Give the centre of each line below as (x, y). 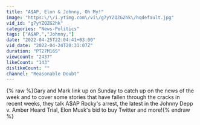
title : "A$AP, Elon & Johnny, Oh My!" (55, 12)
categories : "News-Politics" (43, 29)
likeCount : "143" (28, 62)
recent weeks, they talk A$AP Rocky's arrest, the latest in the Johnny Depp (100, 104)
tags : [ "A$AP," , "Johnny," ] (40, 34)
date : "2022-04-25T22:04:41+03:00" (51, 40)
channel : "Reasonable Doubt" (43, 74)
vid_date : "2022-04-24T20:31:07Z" (50, 46)
